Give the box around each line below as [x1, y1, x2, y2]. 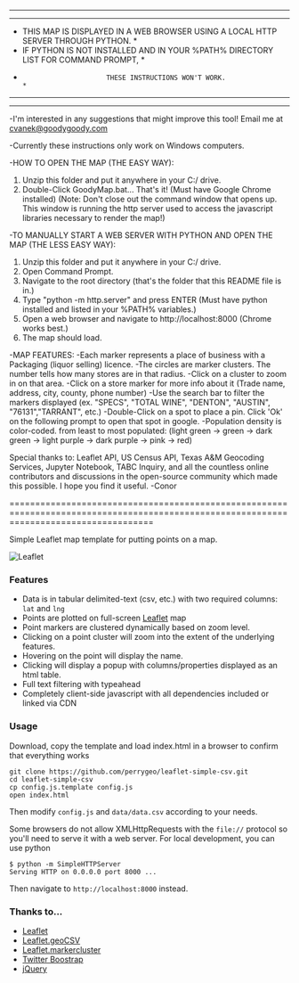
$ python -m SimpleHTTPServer [9, 859, 122, 869]
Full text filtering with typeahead [21, 679, 141, 690]
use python [9, 842, 51, 853]
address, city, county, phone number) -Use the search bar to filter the [9, 388, 265, 397]
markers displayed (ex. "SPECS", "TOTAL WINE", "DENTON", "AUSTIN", [9, 397, 271, 407]
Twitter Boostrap [21, 954, 84, 964]
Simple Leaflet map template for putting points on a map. [9, 534, 218, 545]
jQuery [21, 963, 47, 974]
